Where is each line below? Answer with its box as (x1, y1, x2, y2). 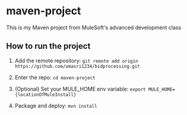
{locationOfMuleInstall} (14, 91, 77, 98)
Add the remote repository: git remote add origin (14, 57, 138, 64)
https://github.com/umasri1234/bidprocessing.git (14, 63, 141, 69)
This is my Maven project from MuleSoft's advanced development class (6, 24, 182, 31)
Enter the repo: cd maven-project (14, 73, 96, 81)
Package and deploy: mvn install (14, 102, 97, 109)
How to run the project (6, 41, 91, 51)
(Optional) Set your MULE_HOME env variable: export (14, 85, 147, 92)
